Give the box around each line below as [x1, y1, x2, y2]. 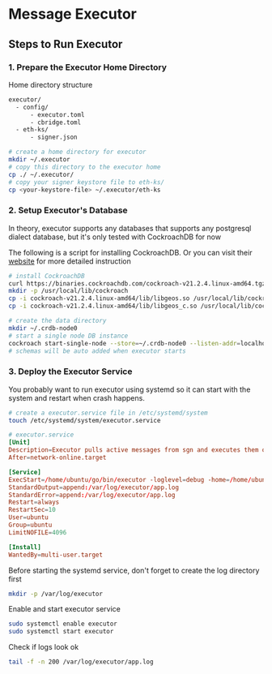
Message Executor [8, 5, 138, 24]
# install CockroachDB [8, 272, 85, 280]
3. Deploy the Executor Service [8, 366, 133, 377]
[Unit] [8, 439, 31, 447]
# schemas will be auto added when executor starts [8, 346, 186, 355]
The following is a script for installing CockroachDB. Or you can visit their [8, 247, 253, 257]
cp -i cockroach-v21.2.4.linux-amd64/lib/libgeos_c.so [8, 302, 198, 311]
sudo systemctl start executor [8, 628, 114, 636]
